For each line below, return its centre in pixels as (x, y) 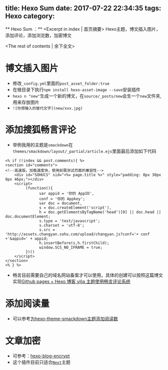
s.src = (47, 230)
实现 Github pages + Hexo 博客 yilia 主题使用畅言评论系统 (71, 281)
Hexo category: (30, 16)
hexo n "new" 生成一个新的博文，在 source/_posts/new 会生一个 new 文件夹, (87, 96)
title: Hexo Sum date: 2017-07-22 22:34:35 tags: (83, 8)
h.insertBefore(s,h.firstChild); (74, 243)
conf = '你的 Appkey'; (62, 199)
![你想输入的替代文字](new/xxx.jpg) (48, 108)
